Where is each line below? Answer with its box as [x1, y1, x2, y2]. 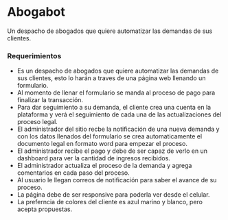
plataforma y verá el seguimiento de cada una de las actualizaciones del [16, 110, 222, 119]
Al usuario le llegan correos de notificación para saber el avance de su [16, 176, 217, 184]
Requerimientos [7, 51, 62, 60]
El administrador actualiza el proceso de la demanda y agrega [16, 162, 192, 170]
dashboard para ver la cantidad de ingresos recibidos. [16, 154, 170, 162]
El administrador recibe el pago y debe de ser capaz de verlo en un [16, 147, 208, 155]
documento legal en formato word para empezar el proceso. [16, 140, 187, 148]
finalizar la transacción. [16, 96, 84, 104]
